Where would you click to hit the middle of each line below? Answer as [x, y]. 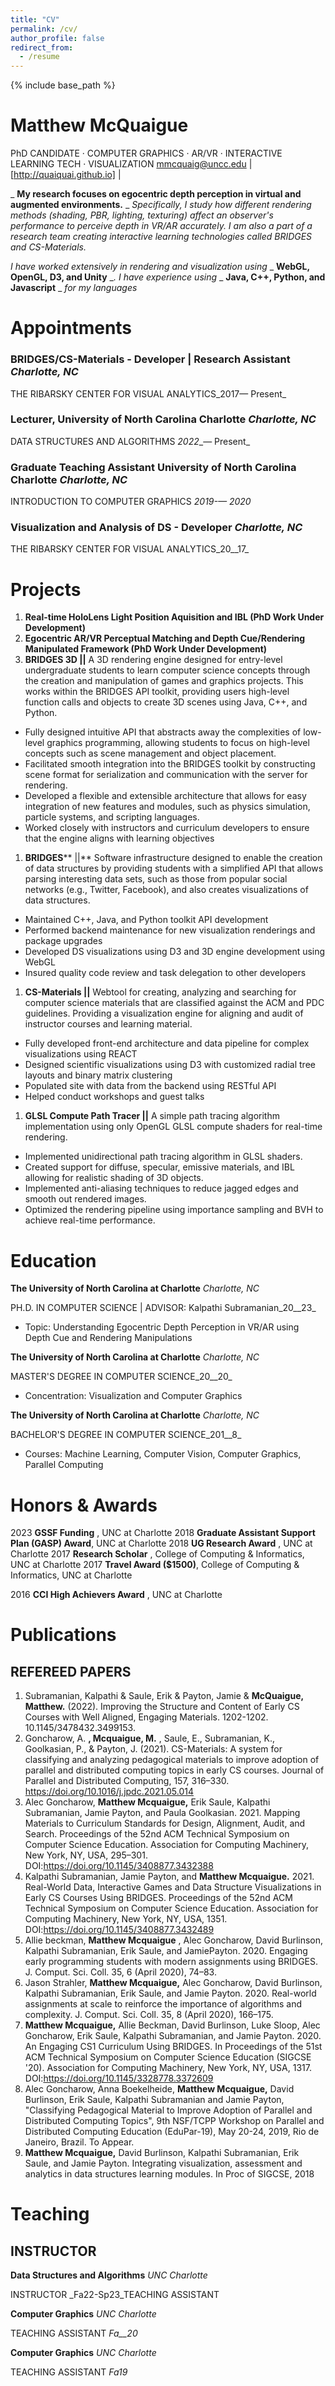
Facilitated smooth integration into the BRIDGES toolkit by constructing [170, 764]
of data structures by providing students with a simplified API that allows [174, 868]
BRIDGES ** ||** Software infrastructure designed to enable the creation [173, 858]
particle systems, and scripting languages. [112, 817]
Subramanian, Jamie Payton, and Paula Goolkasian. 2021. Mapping [162, 1813]
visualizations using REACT [81, 1054]
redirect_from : [42, 47]
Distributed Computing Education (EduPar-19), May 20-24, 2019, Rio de [172, 2132]
